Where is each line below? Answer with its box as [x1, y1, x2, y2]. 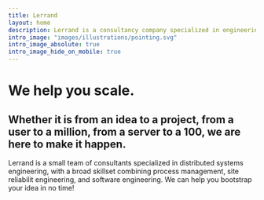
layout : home [8, 19, 51, 27]
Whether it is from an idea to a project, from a [8, 113, 234, 126]
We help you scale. [8, 82, 135, 100]
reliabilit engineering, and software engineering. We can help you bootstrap [8, 175, 253, 184]
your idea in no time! [8, 184, 75, 192]
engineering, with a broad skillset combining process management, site [8, 166, 240, 176]
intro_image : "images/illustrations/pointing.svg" [8, 33, 178, 42]
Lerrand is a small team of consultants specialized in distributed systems [8, 158, 244, 167]
